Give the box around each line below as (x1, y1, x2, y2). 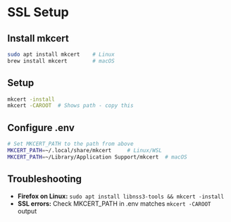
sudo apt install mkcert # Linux (7, 51, 115, 58)
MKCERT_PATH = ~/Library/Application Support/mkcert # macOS (7, 153, 188, 161)
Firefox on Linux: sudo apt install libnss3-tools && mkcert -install (17, 192, 224, 200)
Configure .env (7, 121, 75, 134)
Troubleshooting (7, 173, 82, 185)
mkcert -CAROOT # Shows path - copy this (7, 102, 134, 109)
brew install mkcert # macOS (7, 57, 115, 64)
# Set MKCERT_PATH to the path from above (7, 140, 134, 148)
